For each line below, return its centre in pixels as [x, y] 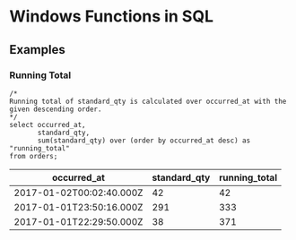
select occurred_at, [48, 124]
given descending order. [56, 109]
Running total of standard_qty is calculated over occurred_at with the [148, 101]
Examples [37, 50]
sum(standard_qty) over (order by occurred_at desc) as [144, 141]
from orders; [34, 156]
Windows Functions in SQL [111, 17]
